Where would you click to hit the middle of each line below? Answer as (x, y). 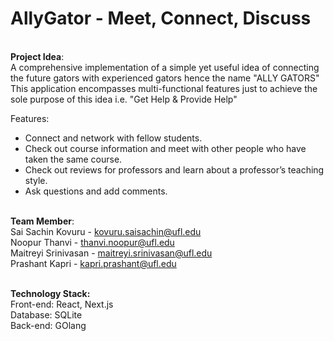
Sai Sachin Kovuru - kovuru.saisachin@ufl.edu (106, 231)
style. (36, 180)
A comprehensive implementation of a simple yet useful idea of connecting (165, 67)
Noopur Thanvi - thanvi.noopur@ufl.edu (92, 242)
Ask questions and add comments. (96, 191)
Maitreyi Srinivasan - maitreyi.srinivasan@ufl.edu (111, 253)
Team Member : (42, 221)
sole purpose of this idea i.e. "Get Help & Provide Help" (124, 99)
